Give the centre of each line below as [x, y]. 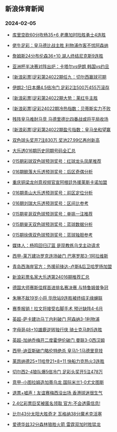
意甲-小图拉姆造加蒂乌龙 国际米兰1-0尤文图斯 [58, 382]
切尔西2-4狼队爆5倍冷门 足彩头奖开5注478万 [58, 372]
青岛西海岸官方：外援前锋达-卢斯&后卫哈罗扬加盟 [62, 266]
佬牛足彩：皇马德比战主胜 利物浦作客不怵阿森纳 [60, 45]
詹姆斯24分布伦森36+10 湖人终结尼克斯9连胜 [58, 55]
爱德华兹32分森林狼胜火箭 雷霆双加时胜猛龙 [56, 424]
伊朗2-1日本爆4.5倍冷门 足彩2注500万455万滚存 [61, 87]
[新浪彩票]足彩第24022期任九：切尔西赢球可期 [59, 77]
